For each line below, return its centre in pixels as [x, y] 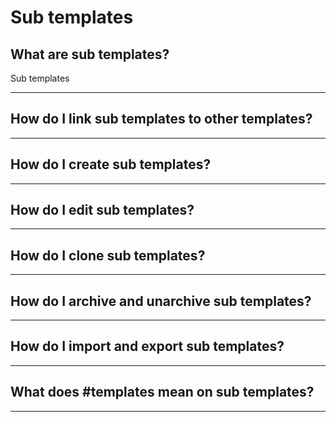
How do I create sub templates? [111, 164]
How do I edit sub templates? [102, 210]
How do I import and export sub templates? [147, 346]
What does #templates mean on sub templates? [162, 392]
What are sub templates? [90, 54]
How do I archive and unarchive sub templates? [161, 301]
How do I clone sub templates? [108, 255]
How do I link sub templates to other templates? [161, 119]
